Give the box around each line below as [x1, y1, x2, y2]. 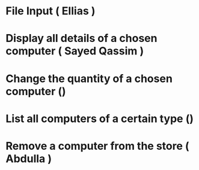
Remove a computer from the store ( [5, 139, 190, 153]
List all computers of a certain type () [5, 112, 194, 125]
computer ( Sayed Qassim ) [5, 44, 144, 58]
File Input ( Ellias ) [5, 4, 96, 18]
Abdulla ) [5, 151, 52, 165]
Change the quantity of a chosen [5, 72, 173, 85]
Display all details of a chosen [5, 32, 158, 45]
